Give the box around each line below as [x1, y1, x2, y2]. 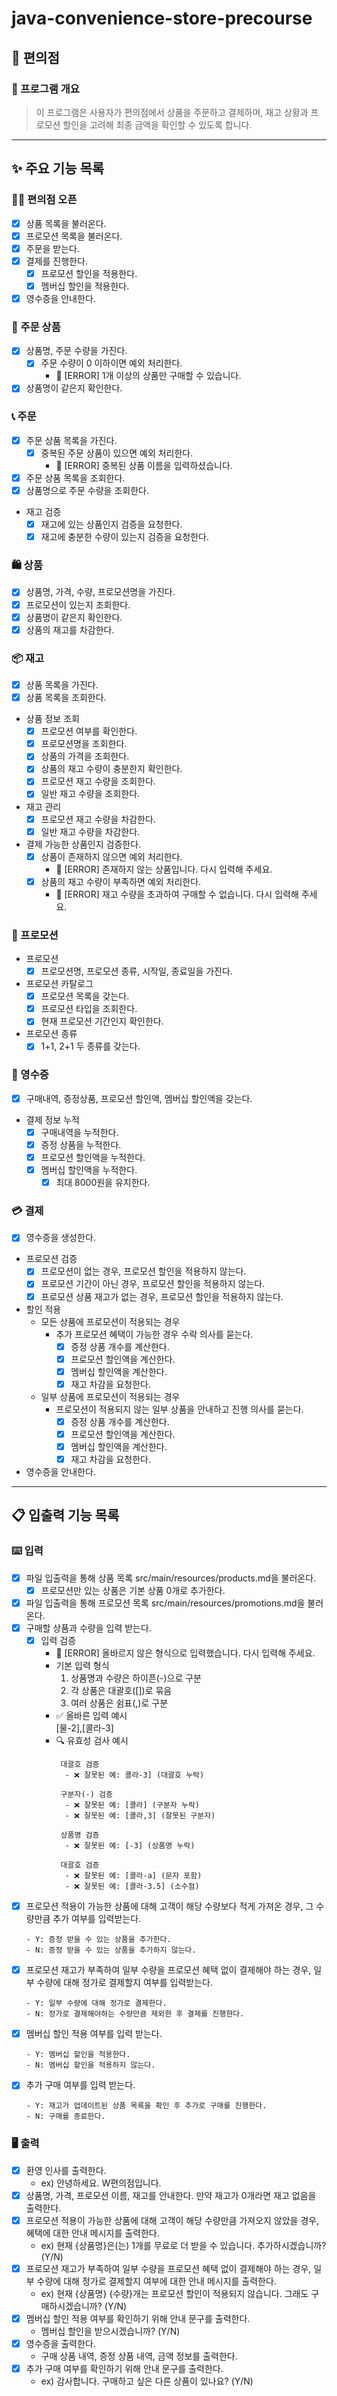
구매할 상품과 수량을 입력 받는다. [25, 1622, 152, 1634]
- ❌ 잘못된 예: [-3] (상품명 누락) [64, 1841, 196, 1851]
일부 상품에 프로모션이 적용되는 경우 [40, 1390, 181, 1402]
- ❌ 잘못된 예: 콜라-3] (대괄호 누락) [64, 1770, 205, 1781]
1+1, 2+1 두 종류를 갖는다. [40, 1040, 141, 1052]
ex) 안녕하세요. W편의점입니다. [40, 2177, 162, 2189]
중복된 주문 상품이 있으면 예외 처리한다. [40, 447, 194, 459]
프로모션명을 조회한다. [40, 738, 128, 750]
